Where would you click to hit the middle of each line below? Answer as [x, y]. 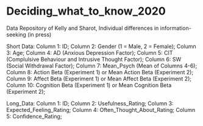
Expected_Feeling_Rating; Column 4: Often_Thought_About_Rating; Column [101, 110]
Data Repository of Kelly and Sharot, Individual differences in [83, 28]
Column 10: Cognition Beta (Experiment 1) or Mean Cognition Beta [89, 85]
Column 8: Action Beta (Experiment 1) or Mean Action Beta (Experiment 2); [100, 72]
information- [176, 28]
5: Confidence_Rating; [34, 116]
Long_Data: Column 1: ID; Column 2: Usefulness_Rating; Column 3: [90, 103]
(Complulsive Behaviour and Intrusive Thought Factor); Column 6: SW [94, 59]
